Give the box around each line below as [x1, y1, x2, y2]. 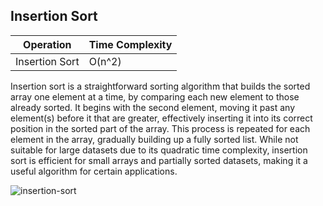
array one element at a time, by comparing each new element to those [10, 90, 300, 103]
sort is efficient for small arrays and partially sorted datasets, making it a [10, 154, 308, 166]
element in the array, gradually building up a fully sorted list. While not [10, 133, 299, 145]
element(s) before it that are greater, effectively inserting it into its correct [10, 112, 313, 124]
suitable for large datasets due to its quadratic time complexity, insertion [10, 144, 308, 156]
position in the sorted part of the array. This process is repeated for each [10, 122, 311, 134]
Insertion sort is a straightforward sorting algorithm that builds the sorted [10, 80, 311, 92]
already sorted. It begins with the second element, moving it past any [10, 101, 296, 113]
